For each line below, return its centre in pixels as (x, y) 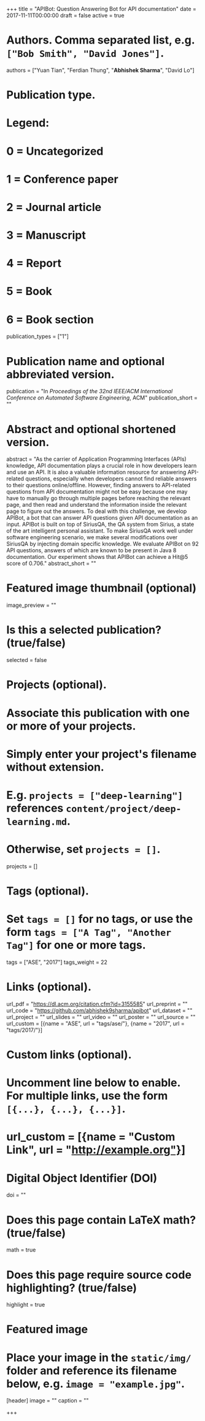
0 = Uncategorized (55, 151)
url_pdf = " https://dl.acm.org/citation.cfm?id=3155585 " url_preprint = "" (97, 1004)
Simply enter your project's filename (102, 754)
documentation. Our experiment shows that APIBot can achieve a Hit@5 (97, 557)
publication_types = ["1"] (38, 336)
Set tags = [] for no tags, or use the (100, 919)
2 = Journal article (54, 207)
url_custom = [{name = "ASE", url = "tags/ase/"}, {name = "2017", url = (96, 1023)
